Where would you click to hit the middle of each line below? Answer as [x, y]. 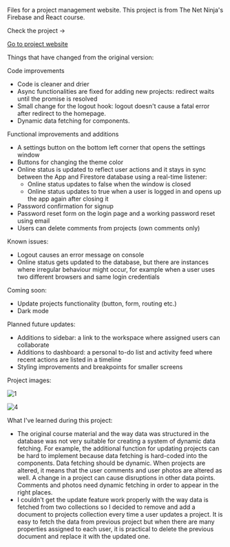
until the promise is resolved [57, 99]
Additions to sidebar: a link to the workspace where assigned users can [118, 338]
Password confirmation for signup [65, 206]
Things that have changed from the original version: [81, 57]
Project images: [29, 380]
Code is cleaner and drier [53, 84]
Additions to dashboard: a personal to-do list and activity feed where [115, 352]
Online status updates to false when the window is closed [109, 184]
